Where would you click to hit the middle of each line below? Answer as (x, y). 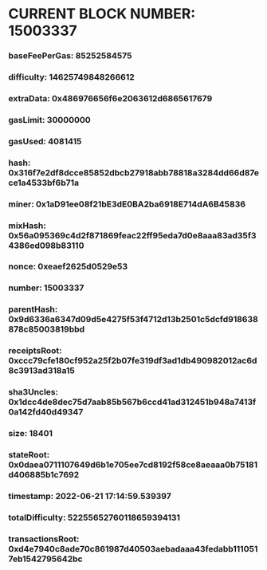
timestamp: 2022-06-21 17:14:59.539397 (90, 496)
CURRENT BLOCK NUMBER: (102, 14)
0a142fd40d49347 (46, 412)
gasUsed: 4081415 (45, 141)
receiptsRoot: (35, 351)
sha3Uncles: (33, 392)
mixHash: (27, 226)
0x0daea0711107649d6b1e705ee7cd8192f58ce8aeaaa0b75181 (133, 465)
